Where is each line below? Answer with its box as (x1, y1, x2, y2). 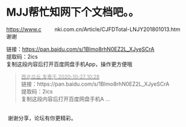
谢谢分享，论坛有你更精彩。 (7, 114, 76, 122)
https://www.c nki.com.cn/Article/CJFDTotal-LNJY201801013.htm (6, 25, 181, 33)
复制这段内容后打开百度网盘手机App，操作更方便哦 (6, 61, 132, 68)
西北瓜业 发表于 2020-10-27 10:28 (20, 73, 100, 80)
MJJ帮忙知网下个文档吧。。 (6, 5, 140, 19)
